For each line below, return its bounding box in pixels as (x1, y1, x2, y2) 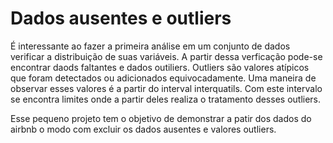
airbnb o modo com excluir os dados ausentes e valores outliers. (10, 123, 277, 135)
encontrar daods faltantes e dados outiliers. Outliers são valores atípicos (10, 61, 310, 73)
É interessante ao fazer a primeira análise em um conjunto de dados (10, 40, 291, 52)
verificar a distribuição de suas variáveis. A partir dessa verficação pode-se (10, 50, 323, 62)
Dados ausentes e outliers (10, 7, 232, 30)
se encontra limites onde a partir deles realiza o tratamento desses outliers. (10, 93, 322, 105)
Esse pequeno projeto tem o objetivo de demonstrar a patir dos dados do (10, 112, 312, 124)
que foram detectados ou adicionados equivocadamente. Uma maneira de (10, 72, 317, 84)
